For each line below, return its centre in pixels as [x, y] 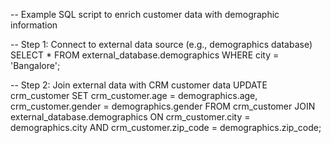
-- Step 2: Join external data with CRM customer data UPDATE [139, 85]
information [34, 25]
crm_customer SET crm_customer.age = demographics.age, [134, 95]
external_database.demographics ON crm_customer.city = [130, 117]
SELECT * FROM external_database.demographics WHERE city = [145, 55]
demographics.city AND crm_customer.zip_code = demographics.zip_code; [166, 127]
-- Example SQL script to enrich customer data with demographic [145, 14]
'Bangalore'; [35, 65]
